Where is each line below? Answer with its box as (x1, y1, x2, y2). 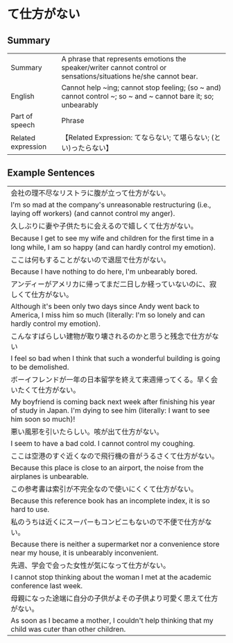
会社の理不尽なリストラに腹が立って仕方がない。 (10, 188, 171, 198)
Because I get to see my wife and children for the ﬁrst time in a (10, 233, 214, 243)
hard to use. (10, 504, 50, 514)
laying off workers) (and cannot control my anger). (10, 208, 175, 218)
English (10, 92, 35, 101)
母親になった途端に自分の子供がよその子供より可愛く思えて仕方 (10, 593, 218, 603)
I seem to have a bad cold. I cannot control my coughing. (10, 438, 196, 448)
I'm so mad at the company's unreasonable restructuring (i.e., (10, 199, 212, 209)
